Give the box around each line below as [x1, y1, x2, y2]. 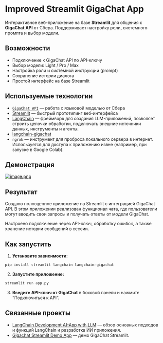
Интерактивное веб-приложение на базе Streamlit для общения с [5, 20, 143, 25]
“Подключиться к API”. [12, 295, 59, 300]
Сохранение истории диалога [12, 72, 74, 79]
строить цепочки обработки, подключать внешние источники [12, 121, 141, 127]
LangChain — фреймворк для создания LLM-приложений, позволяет [12, 115, 155, 121]
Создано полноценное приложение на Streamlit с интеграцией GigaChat [5, 201, 155, 207]
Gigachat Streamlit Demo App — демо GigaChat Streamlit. [12, 332, 129, 338]
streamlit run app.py [5, 280, 49, 285]
